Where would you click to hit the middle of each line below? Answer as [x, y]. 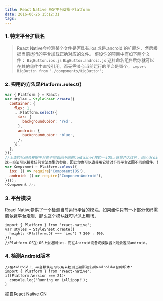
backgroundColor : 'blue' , [49, 135]
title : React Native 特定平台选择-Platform [47, 9]
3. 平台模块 [18, 198]
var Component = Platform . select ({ [41, 167]
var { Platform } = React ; [32, 94]
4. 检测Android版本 [28, 256]
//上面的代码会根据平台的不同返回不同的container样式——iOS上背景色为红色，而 [75, 158]
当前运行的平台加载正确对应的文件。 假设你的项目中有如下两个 [83, 54]
